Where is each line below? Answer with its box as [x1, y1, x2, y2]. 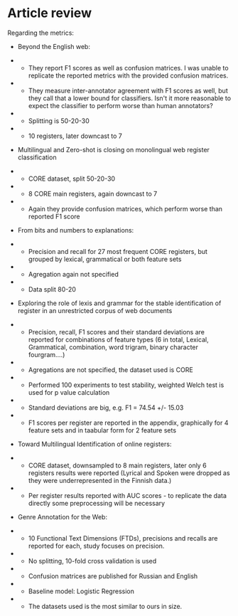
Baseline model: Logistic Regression [28, 587, 135, 595]
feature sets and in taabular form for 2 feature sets [28, 425, 176, 435]
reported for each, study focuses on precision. [28, 541, 165, 550]
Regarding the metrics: [7, 28, 75, 37]
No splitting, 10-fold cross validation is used [28, 556, 157, 565]
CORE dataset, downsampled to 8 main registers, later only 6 [28, 461, 207, 469]
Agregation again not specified [28, 270, 119, 278]
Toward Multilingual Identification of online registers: [17, 440, 172, 448]
